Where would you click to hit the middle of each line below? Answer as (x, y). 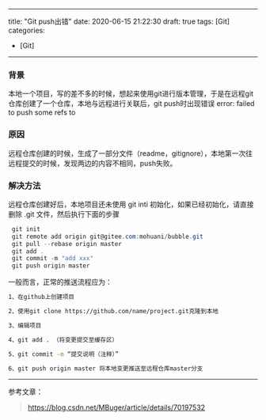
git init (26, 229)
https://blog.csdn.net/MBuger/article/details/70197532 (116, 407)
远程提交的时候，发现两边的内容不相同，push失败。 (93, 163)
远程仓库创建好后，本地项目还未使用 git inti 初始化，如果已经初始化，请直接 (131, 204)
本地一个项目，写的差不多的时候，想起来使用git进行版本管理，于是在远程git (131, 94)
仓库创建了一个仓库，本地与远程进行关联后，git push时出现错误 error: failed (131, 104)
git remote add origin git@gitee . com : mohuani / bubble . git (107, 236)
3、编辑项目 (25, 325)
